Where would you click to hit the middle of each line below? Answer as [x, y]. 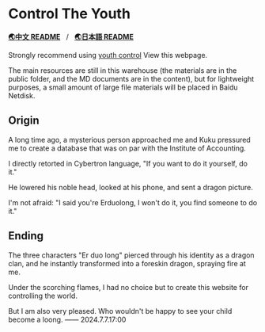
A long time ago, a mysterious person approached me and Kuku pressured [129, 139]
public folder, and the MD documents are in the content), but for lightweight [131, 78]
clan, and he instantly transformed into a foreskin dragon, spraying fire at [127, 263]
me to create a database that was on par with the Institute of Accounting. [127, 148]
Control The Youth [69, 14]
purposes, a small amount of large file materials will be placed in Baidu [123, 87]
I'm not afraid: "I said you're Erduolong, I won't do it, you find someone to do [133, 202]
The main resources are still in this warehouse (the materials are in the [123, 70]
